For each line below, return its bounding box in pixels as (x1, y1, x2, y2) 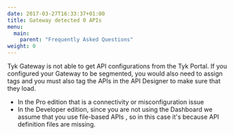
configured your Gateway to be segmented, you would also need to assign (7, 69, 223, 78)
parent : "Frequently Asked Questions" (20, 36, 134, 43)
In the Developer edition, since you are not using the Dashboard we (17, 106, 213, 113)
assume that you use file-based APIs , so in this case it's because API (17, 113, 219, 121)
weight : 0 (7, 43, 37, 50)
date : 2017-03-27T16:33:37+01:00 (7, 10, 105, 17)
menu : (7, 23, 23, 30)
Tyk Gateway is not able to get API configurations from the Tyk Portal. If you (7, 62, 227, 70)
